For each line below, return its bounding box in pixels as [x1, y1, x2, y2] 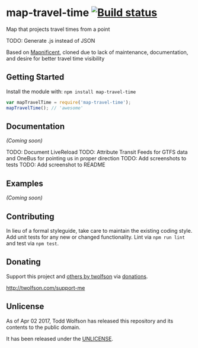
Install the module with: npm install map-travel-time [6, 88, 136, 95]
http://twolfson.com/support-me [6, 284, 85, 291]
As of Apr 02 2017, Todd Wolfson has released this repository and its [6, 317, 174, 324]
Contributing [6, 211, 55, 222]
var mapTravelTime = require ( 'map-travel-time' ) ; [6, 99, 132, 105]
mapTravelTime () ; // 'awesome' [6, 105, 84, 111]
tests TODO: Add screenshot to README [6, 161, 106, 169]
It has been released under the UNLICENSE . [6, 335, 114, 342]
